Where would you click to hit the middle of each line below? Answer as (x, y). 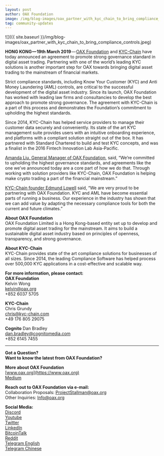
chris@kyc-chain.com (27, 314)
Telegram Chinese (23, 449)
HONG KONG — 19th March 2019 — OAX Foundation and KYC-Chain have (79, 52)
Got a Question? (22, 353)
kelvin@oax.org (21, 289)
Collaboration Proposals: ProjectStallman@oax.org (56, 393)
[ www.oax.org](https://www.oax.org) (42, 373)
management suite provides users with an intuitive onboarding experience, (80, 133)
